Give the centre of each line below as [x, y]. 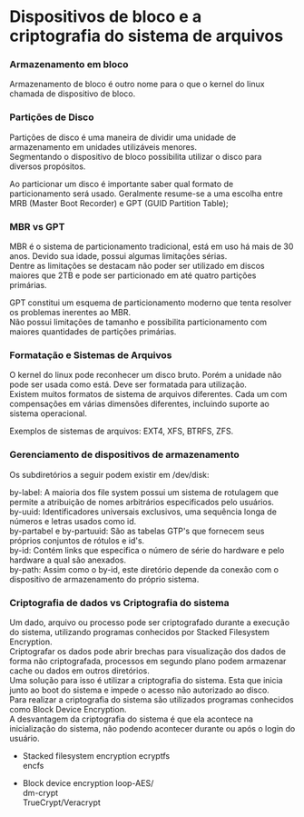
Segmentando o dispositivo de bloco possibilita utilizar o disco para [136, 156]
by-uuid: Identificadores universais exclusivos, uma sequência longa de [143, 512]
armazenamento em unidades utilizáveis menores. [103, 146]
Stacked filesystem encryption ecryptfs [96, 755]
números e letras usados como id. [73, 521]
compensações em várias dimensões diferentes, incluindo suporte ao [139, 404]
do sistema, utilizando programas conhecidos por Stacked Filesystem [139, 632]
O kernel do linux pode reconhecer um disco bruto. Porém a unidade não [146, 375]
